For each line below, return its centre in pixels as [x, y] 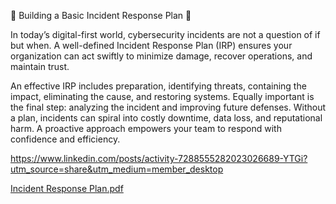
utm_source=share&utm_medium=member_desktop [117, 169]
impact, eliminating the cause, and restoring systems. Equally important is [162, 96]
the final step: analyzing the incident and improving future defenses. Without [168, 107]
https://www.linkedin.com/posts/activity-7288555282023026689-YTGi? [159, 158]
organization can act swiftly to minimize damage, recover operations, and [161, 56]
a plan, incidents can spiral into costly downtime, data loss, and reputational [166, 118]
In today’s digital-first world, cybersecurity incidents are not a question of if [165, 34]
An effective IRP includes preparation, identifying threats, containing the [158, 86]
